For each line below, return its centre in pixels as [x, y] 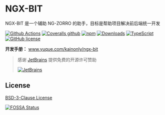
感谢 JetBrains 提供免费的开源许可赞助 [57, 60]
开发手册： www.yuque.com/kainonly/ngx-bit [52, 49]
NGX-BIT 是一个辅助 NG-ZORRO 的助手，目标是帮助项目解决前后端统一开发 [83, 23]
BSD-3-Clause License [29, 97]
